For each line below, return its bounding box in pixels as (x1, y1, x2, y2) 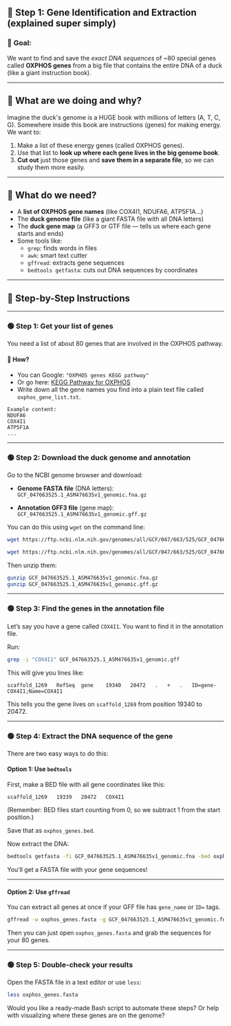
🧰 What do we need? (7, 189, 97, 201)
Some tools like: (16, 237, 63, 245)
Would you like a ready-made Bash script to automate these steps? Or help (7, 1004, 219, 1012)
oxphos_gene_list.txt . (16, 393, 81, 401)
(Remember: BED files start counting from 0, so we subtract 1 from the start (7, 806, 221, 814)
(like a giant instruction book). (7, 68, 91, 76)
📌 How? (7, 356, 30, 364)
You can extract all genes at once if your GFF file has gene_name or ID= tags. (7, 903, 221, 911)
